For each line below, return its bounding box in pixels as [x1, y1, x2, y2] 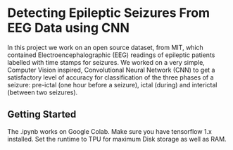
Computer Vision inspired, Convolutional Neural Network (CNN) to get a [7, 65, 215, 74]
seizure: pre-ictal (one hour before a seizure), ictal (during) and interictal [7, 80, 218, 89]
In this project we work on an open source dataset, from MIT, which [7, 43, 204, 51]
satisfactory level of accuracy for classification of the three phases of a [7, 73, 214, 82]
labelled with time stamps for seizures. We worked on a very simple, [7, 58, 206, 66]
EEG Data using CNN [7, 20, 130, 36]
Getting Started [7, 108, 77, 120]
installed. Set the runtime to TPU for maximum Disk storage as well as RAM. [7, 135, 227, 143]
